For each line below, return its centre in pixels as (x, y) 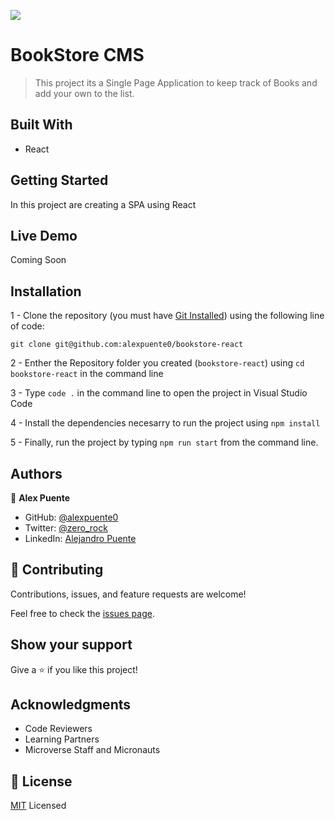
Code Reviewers (58, 729)
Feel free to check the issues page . (82, 613)
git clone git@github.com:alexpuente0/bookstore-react (127, 345)
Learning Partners (62, 739)
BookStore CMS (77, 55)
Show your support (71, 645)
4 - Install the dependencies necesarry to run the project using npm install (165, 423)
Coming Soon (38, 260)
